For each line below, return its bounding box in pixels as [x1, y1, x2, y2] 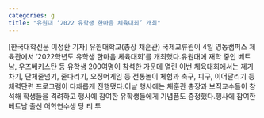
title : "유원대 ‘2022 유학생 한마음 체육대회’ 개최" [8, 19, 161, 27]
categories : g [8, 11, 55, 20]
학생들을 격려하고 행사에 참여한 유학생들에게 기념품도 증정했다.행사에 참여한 [22, 91, 256, 101]
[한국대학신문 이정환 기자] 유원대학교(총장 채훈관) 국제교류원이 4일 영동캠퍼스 [8, 41, 248, 51]
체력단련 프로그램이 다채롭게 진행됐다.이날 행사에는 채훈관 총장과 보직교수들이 [8, 81, 248, 91]
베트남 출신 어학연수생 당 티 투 [8, 101, 101, 111]
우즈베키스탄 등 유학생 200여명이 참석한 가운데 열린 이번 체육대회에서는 [18, 61, 239, 71]
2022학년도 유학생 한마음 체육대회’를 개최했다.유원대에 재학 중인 [37, 51, 236, 61]
